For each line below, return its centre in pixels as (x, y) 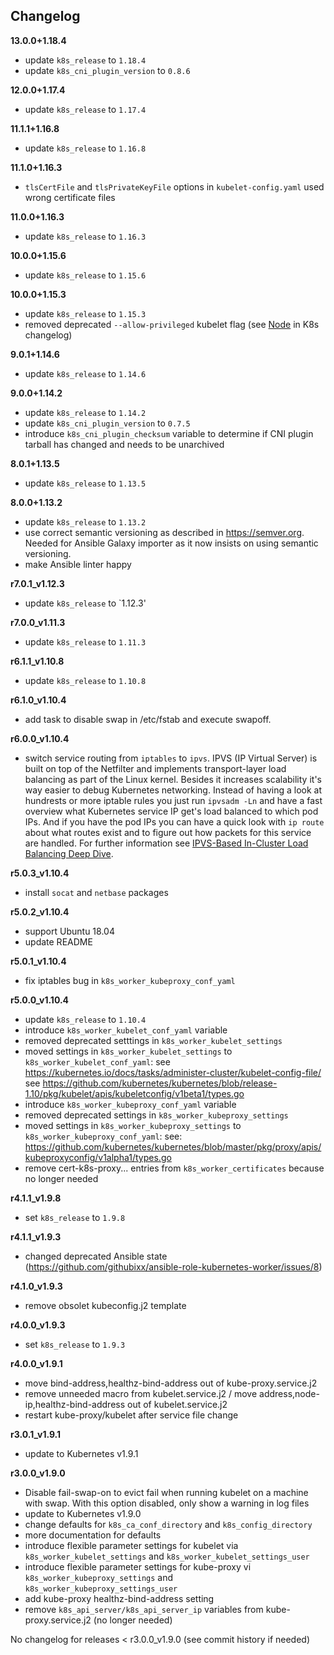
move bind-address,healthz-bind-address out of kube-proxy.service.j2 (171, 1383)
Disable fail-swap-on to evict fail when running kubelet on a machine (166, 1492)
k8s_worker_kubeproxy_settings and (99, 1577)
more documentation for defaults (93, 1535)
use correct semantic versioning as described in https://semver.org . (164, 532)
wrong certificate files (70, 197)
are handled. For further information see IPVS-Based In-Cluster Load (166, 843)
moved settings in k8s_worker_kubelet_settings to (128, 1051)
